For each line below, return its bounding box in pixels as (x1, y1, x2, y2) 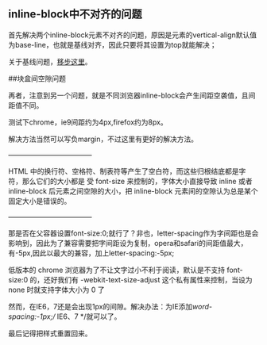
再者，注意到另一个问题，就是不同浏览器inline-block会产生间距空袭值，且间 (8, 90, 256, 100)
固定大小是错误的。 (8, 196, 72, 205)
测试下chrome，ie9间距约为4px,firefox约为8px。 (8, 117, 168, 127)
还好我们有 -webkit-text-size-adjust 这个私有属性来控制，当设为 (43, 274, 253, 284)
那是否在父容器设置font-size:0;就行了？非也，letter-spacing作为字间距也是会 (8, 228, 259, 238)
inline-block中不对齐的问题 (8, 7, 142, 21)
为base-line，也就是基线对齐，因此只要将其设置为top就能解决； (8, 40, 217, 49)
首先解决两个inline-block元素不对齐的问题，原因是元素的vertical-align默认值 (8, 30, 257, 40)
